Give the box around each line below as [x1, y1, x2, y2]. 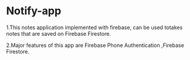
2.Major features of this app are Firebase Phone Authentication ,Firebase [6, 42, 185, 49]
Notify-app [6, 4, 61, 18]
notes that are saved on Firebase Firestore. [6, 30, 111, 37]
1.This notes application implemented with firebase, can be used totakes [6, 24, 183, 31]
